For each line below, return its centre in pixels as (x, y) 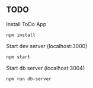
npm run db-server (29, 79)
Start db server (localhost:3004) (46, 68)
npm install (21, 35)
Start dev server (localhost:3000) (47, 46)
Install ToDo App (26, 24)
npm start (18, 57)
